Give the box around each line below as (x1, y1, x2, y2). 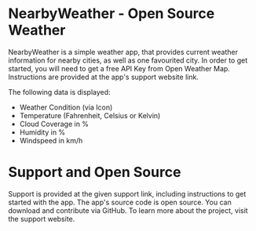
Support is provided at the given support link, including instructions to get (8, 189, 247, 198)
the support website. (8, 214, 75, 223)
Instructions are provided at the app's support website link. (8, 72, 199, 81)
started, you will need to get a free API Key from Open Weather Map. (8, 63, 230, 73)
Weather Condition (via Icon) (19, 103, 113, 112)
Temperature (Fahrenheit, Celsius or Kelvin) (19, 110, 161, 120)
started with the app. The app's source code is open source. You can (8, 197, 232, 207)
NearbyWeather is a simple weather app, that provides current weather (8, 47, 238, 56)
